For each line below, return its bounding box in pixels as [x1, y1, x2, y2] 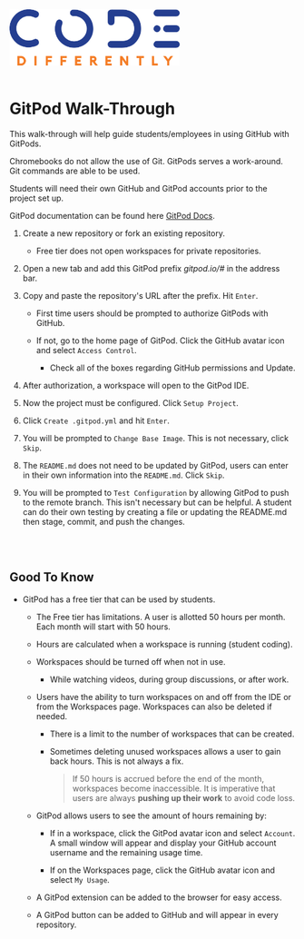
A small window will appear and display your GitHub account [49, 837, 277, 848]
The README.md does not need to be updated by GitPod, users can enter [22, 460, 289, 470]
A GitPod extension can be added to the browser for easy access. [35, 892, 283, 903]
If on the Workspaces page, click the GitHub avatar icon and [49, 865, 275, 875]
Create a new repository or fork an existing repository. [22, 227, 225, 239]
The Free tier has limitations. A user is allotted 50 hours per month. [35, 611, 286, 622]
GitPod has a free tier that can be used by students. [22, 594, 216, 605]
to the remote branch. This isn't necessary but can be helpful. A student [22, 497, 292, 508]
